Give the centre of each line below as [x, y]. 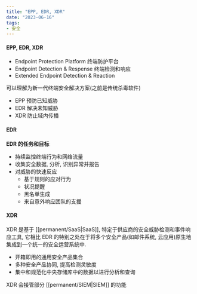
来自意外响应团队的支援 [53, 201]
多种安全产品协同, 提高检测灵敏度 [56, 264]
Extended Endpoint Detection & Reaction [65, 76]
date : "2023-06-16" [30, 17]
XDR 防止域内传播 [37, 116]
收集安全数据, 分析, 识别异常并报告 [57, 164]
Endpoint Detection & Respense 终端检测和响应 [73, 69]
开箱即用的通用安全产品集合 [49, 257]
